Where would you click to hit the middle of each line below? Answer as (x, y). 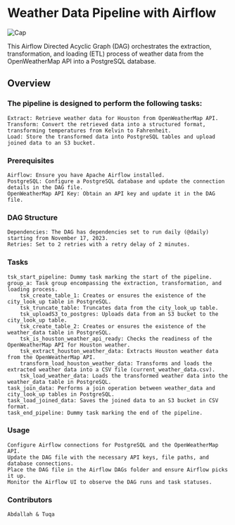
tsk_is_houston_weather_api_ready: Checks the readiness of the (116, 339)
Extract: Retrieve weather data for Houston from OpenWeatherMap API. (113, 118)
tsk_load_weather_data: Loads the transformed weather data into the (124, 375)
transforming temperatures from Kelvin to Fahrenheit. (89, 131)
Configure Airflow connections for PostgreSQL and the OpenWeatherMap (113, 445)
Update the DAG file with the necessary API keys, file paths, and (108, 457)
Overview (29, 84)
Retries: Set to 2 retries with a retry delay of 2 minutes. (99, 245)
